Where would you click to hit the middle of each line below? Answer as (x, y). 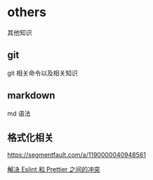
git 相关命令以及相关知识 (43, 73)
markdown (31, 96)
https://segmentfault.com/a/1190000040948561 (76, 155)
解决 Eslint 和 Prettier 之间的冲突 (54, 169)
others (27, 12)
